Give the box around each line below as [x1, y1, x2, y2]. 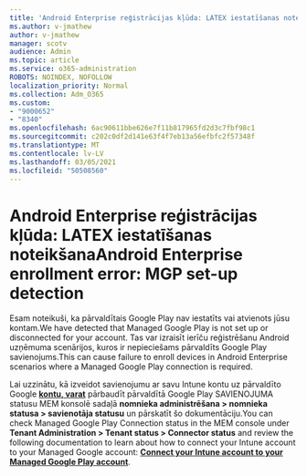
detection [9, 283, 84, 304]
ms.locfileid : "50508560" [9, 166, 108, 175]
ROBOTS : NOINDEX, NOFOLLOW [9, 73, 112, 82]
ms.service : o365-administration [9, 65, 137, 74]
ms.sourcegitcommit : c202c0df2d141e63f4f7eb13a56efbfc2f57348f [9, 132, 256, 141]
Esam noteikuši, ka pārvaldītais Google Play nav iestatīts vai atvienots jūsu [9, 313, 291, 324]
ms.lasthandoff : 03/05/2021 [9, 157, 117, 167]
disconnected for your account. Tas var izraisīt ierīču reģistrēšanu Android [9, 332, 290, 343]
